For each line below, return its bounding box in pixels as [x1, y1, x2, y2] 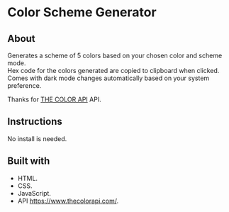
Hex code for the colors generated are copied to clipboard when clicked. [7, 67, 220, 74]
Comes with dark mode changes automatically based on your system [7, 74, 210, 82]
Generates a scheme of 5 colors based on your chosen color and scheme [7, 51, 223, 60]
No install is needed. [7, 134, 67, 143]
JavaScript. [17, 189, 52, 197]
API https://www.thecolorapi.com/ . [17, 196, 119, 205]
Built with [7, 155, 50, 167]
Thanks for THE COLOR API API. [7, 95, 101, 104]
